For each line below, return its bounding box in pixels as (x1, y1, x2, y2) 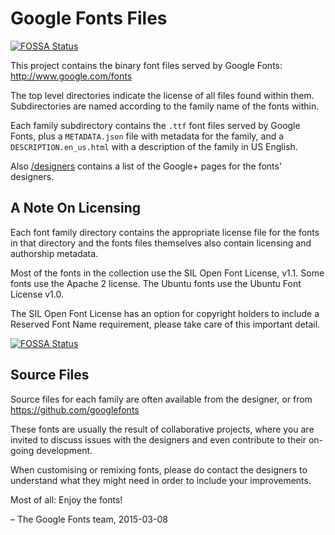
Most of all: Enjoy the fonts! (10, 493, 123, 506)
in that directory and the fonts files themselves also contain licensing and (10, 237, 312, 249)
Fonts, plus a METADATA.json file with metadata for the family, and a (10, 130, 285, 142)
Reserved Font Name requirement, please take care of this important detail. (10, 318, 321, 330)
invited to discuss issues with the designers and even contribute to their (10, 433, 307, 446)
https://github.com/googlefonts (10, 403, 140, 416)
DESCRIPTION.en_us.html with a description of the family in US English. (10, 140, 298, 152)
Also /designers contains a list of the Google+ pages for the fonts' (10, 160, 283, 172)
